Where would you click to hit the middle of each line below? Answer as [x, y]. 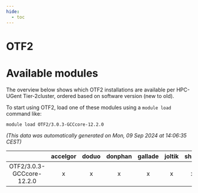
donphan [119, 156]
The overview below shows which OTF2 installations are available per [91, 90]
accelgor [64, 156]
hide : [13, 12]
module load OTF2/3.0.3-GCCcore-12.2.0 [55, 125]
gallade [148, 156]
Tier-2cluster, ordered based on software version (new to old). [98, 96]
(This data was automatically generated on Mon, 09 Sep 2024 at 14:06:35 [96, 135]
